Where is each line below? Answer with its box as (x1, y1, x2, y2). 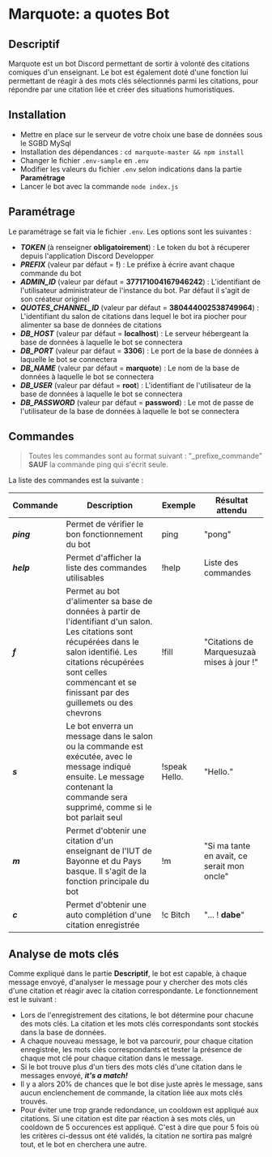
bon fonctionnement (66, 529, 143, 540)
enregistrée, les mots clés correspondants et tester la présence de (19, 1045, 243, 1055)
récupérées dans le (66, 637, 139, 648)
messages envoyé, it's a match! (19, 1071, 128, 1081)
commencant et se (66, 677, 138, 689)
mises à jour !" (203, 657, 259, 668)
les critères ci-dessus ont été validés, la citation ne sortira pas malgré (19, 1131, 253, 1141)
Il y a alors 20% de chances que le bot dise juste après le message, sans (19, 1079, 263, 1089)
